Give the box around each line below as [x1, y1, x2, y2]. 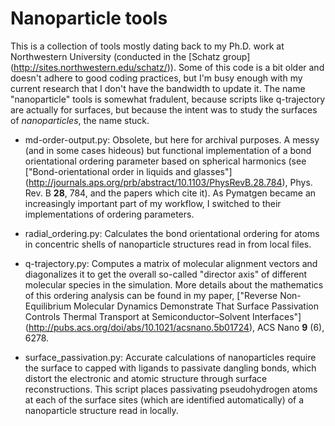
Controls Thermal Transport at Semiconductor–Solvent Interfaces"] [24, 310, 302, 322]
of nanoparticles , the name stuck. [10, 114, 150, 126]
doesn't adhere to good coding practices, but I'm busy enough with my [10, 72, 303, 84]
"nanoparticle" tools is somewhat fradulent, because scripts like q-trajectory [10, 93, 326, 105]
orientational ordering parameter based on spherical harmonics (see [24, 155, 307, 167]
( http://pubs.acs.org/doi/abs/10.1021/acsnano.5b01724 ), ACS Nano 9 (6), [24, 321, 325, 333]
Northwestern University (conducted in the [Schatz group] [10, 50, 251, 62]
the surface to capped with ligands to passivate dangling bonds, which [24, 362, 317, 374]
